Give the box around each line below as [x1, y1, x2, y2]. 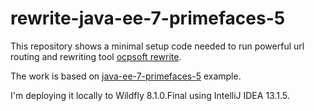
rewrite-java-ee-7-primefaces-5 [10, 7, 286, 30]
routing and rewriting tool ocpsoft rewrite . [10, 50, 182, 62]
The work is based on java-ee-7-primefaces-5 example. [10, 70, 242, 82]
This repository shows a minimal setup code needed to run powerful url [10, 40, 305, 52]
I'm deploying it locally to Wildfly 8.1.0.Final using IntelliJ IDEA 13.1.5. [10, 89, 290, 101]
